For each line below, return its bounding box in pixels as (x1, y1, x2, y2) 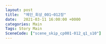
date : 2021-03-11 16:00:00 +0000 (5, 17, 81, 22)
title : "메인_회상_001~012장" (5, 12, 66, 17)
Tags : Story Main (5, 26, 42, 31)
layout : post (5, 7, 33, 13)
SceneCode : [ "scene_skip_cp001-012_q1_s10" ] (5, 31, 101, 36)
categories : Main (5, 21, 42, 27)
